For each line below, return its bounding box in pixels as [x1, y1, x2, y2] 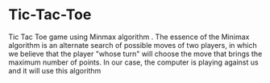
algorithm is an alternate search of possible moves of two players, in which [8, 40, 257, 49]
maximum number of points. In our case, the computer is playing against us [8, 57, 260, 67]
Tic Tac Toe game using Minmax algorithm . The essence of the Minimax [8, 32, 250, 41]
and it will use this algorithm [8, 65, 102, 75]
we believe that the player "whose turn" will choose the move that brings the [8, 49, 263, 58]
